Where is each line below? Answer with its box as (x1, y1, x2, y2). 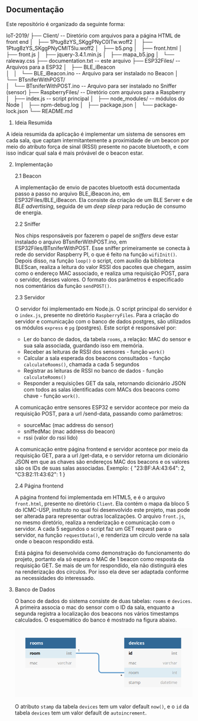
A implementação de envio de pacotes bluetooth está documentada (14, 184, 180, 191)
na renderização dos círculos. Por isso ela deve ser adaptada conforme (14, 568, 189, 575)
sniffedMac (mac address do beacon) (23, 428, 115, 435)
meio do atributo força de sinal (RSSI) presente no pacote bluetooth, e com (6, 143, 189, 150)
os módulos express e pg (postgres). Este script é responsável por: (14, 324, 177, 331)
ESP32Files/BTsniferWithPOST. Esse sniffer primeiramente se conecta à (14, 244, 190, 251)
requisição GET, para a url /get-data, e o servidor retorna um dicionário (14, 451, 188, 459)
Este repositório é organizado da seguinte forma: (6, 20, 125, 27)
